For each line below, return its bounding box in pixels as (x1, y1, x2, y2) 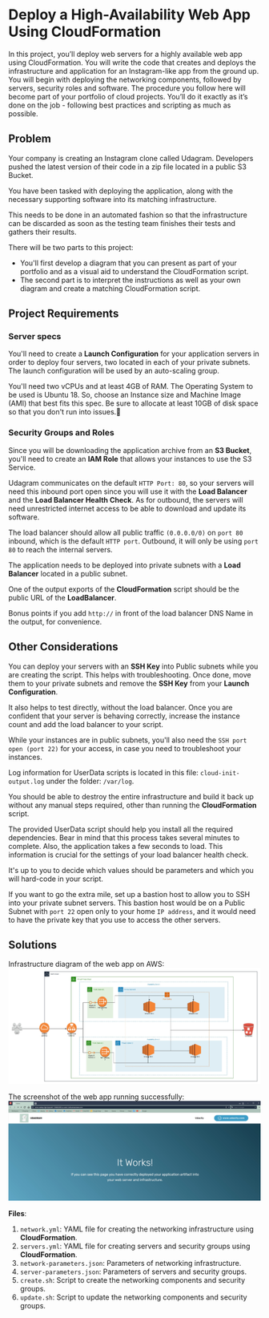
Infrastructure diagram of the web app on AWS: (8, 960, 165, 969)
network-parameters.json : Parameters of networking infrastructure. (19, 1258, 242, 1267)
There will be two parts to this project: (8, 242, 134, 252)
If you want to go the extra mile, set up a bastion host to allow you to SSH (8, 889, 251, 899)
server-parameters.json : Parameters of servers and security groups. (19, 1267, 247, 1276)
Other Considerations (8, 640, 118, 654)
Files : (8, 1208, 27, 1218)
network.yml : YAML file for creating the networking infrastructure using (19, 1224, 255, 1234)
